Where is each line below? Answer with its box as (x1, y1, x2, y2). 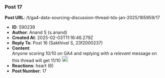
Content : (11, 45, 31, 51)
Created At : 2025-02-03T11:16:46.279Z (11, 35, 93, 40)
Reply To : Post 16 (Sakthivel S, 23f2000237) (11, 40, 103, 46)
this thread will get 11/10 (11, 58, 61, 64)
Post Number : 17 (11, 68, 47, 74)
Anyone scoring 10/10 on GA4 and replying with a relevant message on (11, 50, 157, 56)
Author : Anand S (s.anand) (11, 30, 68, 36)
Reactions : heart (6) (11, 63, 54, 69)
